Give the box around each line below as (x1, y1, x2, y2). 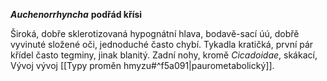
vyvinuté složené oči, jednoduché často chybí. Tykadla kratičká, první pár (10, 39, 314, 50)
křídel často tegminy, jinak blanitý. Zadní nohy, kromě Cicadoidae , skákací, (10, 49, 318, 61)
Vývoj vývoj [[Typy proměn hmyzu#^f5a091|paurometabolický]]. (10, 60, 275, 71)
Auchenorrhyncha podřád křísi (10, 9, 143, 20)
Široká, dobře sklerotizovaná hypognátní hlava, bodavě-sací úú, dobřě (10, 28, 300, 39)
